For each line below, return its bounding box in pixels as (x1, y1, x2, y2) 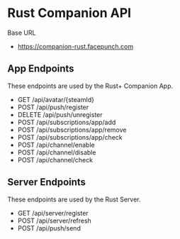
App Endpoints (7, 62, 74, 75)
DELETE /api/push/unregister (17, 110, 103, 118)
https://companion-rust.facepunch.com (17, 42, 133, 50)
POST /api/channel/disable (17, 148, 96, 157)
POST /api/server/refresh (17, 216, 92, 225)
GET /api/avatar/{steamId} (17, 95, 94, 104)
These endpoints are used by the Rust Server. (7, 195, 141, 204)
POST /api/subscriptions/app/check (17, 133, 123, 141)
